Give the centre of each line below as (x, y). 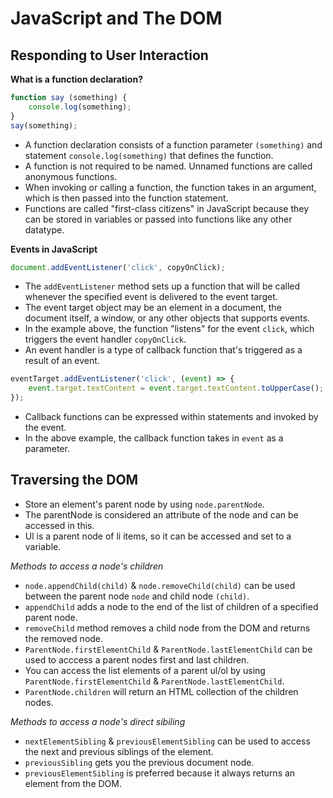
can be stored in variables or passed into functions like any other (158, 219)
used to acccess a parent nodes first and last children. (137, 659)
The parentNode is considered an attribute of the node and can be (161, 514)
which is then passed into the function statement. (126, 198)
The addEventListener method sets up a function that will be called (162, 286)
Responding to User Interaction (109, 55)
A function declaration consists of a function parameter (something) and (173, 144)
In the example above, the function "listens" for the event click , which (169, 329)
